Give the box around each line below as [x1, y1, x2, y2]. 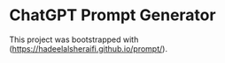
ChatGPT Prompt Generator [9, 5, 216, 25]
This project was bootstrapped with [9, 34, 139, 45]
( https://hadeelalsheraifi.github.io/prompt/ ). [9, 43, 168, 53]
